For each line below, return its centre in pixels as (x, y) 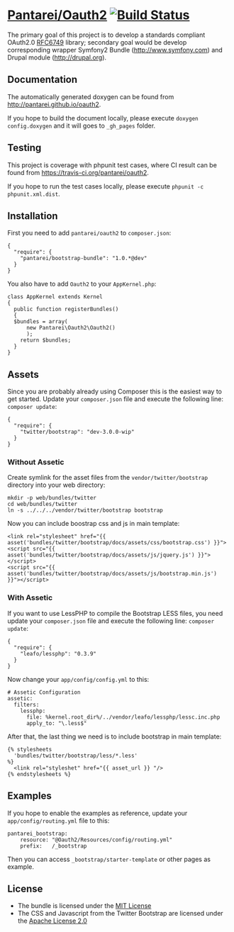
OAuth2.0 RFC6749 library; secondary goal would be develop (97, 42)
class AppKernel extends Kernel (55, 297)
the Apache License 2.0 (52, 921)
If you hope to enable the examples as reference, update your (97, 813)
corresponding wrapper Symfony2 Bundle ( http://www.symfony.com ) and (115, 50)
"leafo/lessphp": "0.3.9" (58, 653)
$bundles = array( (41, 322)
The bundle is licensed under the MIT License (84, 906)
